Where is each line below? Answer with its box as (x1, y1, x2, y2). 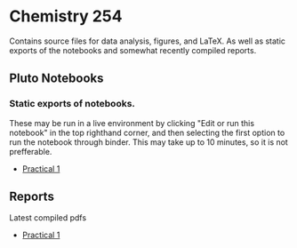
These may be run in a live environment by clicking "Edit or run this (9, 117, 255, 128)
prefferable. (9, 146, 52, 156)
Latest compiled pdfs (9, 212, 87, 223)
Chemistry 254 (9, 6, 123, 27)
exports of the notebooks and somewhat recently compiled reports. (9, 44, 257, 55)
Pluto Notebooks (9, 71, 104, 86)
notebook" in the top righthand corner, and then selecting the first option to (9, 127, 285, 138)
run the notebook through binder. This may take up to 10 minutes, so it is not (9, 136, 289, 148)
